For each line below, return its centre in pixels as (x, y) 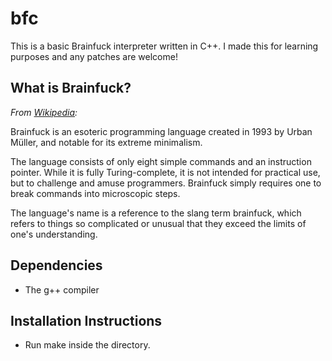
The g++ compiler (62, 289)
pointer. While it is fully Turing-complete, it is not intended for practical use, (165, 172)
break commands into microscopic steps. (95, 193)
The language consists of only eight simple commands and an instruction (161, 161)
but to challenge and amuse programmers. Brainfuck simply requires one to (166, 183)
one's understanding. (54, 234)
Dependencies (56, 265)
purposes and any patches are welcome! (94, 56)
